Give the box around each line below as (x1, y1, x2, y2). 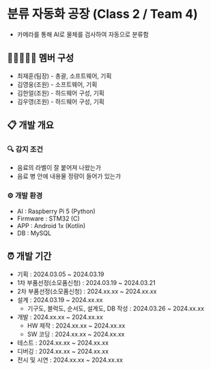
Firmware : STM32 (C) (16, 214, 80, 223)
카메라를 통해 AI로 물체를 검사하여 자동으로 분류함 (16, 30, 149, 38)
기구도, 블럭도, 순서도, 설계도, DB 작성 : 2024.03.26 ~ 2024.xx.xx (27, 304, 205, 312)
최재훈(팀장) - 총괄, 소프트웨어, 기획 (16, 71, 112, 79)
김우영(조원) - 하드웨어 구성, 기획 (16, 97, 104, 106)
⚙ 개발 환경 (7, 191, 43, 201)
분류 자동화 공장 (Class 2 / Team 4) (7, 6, 198, 22)
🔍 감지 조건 (7, 145, 43, 154)
